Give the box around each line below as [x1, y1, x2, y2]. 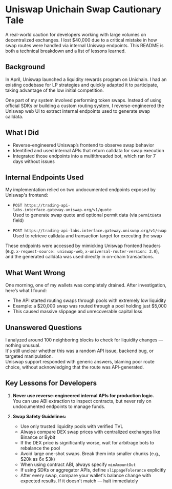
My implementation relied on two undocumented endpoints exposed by [5, 187, 156, 193]
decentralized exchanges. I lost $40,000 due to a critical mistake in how [5, 37, 157, 43]
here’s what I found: [5, 288, 47, 294]
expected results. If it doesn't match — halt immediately [20, 478, 138, 484]
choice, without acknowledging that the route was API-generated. [5, 364, 144, 370]
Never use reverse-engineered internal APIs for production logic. [12, 392, 155, 398]
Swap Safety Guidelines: [12, 413, 67, 419]
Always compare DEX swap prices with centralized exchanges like [20, 429, 161, 435]
